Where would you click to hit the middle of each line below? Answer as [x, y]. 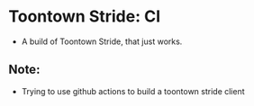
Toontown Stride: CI [85, 17]
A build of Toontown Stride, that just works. [102, 41]
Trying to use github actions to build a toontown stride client [133, 91]
